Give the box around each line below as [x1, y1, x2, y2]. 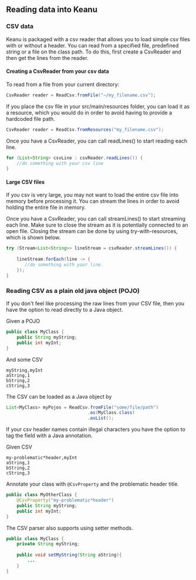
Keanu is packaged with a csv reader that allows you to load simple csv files [6, 35, 191, 43]
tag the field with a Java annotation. [6, 432, 93, 439]
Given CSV [6, 443, 32, 451]
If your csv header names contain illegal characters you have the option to [6, 426, 186, 433]
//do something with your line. [24, 262, 104, 268]
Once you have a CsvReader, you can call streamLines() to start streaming [6, 215, 186, 222]
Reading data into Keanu [6, 5, 98, 15]
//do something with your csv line [16, 160, 104, 166]
